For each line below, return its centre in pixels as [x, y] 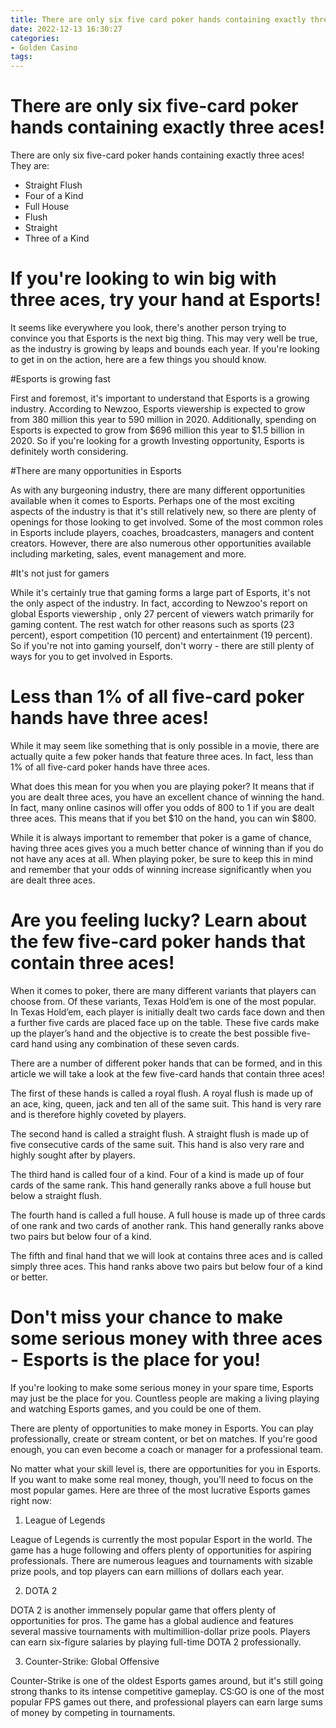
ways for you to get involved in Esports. [91, 656]
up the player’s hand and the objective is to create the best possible [150, 1033]
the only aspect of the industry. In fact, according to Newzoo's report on [159, 603]
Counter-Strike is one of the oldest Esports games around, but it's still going [166, 1680]
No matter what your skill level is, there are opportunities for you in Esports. [166, 1468]
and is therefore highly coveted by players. [98, 1114]
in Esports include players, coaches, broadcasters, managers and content [162, 532]
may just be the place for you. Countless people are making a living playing [165, 1398]
